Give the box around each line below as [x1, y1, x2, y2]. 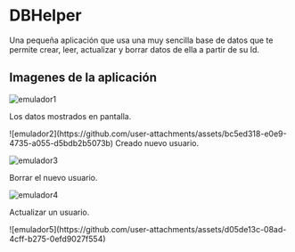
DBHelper [9, 5, 82, 26]
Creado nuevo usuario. [115, 137, 199, 148]
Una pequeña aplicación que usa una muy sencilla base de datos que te [9, 35, 274, 45]
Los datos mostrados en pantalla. [9, 110, 132, 121]
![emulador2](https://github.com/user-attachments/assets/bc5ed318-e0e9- [9, 128, 287, 139]
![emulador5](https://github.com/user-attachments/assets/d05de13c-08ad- [9, 224, 287, 234]
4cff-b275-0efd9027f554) [9, 233, 106, 244]
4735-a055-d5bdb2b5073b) [9, 137, 114, 148]
